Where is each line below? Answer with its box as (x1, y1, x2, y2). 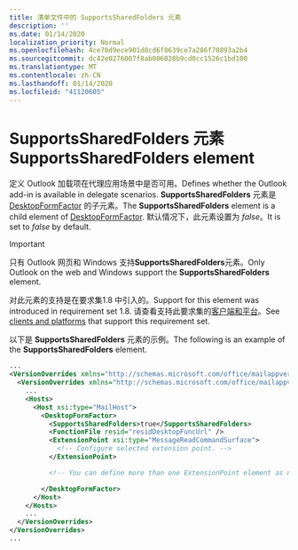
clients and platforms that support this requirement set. (9, 316, 210, 327)
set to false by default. (9, 221, 91, 232)
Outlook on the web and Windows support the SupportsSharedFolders (9, 267, 270, 278)
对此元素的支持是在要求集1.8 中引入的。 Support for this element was (9, 295, 260, 306)
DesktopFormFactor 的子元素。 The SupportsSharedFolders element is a (9, 201, 276, 211)
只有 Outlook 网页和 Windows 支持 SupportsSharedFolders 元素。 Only (9, 257, 265, 267)
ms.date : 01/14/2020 (9, 29, 86, 38)
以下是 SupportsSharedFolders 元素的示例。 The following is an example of (9, 334, 286, 345)
